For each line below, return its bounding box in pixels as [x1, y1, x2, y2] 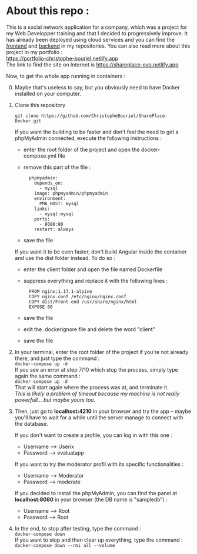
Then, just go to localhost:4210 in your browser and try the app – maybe [14, 408, 192, 415]
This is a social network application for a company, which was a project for [6, 24, 188, 31]
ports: [34, 216, 51, 222]
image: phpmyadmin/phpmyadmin [34, 190, 108, 196]
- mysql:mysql [39, 211, 74, 217]
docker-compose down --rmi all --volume [14, 542, 115, 548]
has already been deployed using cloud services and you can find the [6, 36, 175, 43]
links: [34, 206, 51, 212]
